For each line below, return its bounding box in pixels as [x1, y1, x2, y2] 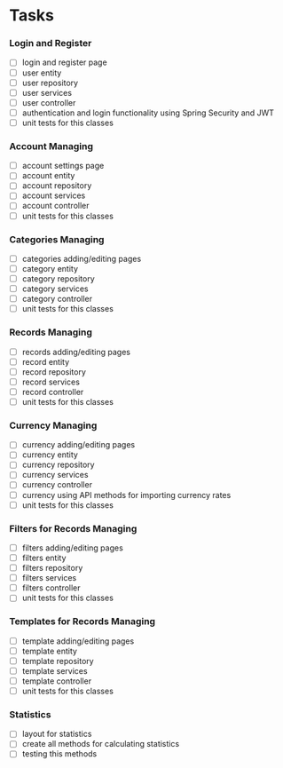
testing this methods [21, 748, 98, 759]
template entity [21, 645, 78, 656]
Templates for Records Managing [9, 615, 156, 628]
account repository [21, 180, 92, 191]
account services [21, 190, 86, 201]
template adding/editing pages [21, 636, 135, 646]
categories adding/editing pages [21, 253, 142, 264]
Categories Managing [9, 233, 105, 245]
